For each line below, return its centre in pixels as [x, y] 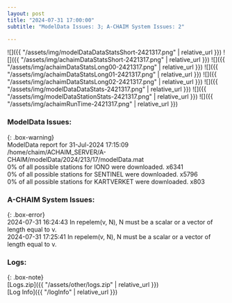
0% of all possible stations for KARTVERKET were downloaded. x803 [106, 181]
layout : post [26, 14]
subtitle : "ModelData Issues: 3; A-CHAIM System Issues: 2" [96, 26]
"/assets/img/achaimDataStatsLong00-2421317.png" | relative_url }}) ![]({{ [113, 67]
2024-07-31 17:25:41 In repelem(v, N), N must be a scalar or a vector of [109, 236]
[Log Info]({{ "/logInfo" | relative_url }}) [63, 292]
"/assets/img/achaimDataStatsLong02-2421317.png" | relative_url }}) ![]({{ [113, 82]
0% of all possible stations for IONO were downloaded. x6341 [96, 167]
